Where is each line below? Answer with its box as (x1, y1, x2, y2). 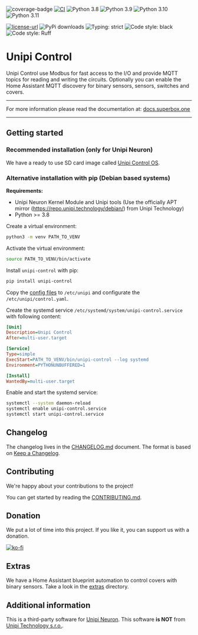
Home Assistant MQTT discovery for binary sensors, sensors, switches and (6, 82, 190, 89)
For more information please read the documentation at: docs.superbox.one (6, 105, 190, 112)
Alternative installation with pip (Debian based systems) (6, 174, 171, 182)
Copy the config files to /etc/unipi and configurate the (6, 289, 140, 296)
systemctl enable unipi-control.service (6, 406, 107, 412)
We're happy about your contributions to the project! (6, 482, 134, 489)
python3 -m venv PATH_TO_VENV (6, 233, 81, 240)
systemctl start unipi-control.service (6, 412, 104, 417)
